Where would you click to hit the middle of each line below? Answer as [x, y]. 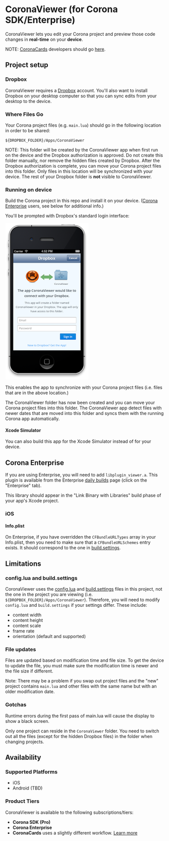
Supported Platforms [32, 772]
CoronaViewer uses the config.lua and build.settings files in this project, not [84, 589]
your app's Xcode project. [32, 501]
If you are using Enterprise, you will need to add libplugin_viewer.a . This [81, 475]
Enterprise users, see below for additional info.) [54, 206]
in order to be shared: [28, 130]
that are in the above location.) [37, 393]
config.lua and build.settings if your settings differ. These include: [76, 605]
